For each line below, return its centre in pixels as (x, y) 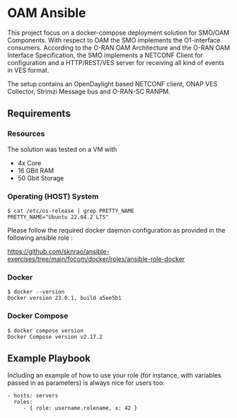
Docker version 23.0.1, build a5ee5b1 (64, 298)
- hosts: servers (33, 396)
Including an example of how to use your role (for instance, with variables (114, 376)
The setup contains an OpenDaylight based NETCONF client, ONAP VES (112, 83)
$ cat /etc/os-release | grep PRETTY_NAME (71, 211)
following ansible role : (40, 238)
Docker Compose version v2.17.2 (55, 337)
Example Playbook (49, 358)
